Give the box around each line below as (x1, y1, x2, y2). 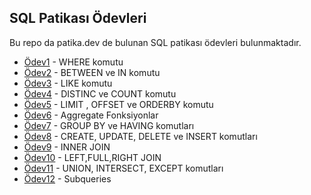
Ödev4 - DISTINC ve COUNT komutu (23, 87, 177, 100)
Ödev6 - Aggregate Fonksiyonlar (23, 109, 159, 121)
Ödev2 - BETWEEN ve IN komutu (23, 66, 161, 78)
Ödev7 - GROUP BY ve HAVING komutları (23, 119, 195, 131)
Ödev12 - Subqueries (23, 172, 112, 185)
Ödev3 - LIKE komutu (23, 77, 113, 89)
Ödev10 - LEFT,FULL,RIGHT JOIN (23, 151, 162, 163)
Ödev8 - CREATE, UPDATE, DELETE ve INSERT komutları (23, 130, 258, 142)
